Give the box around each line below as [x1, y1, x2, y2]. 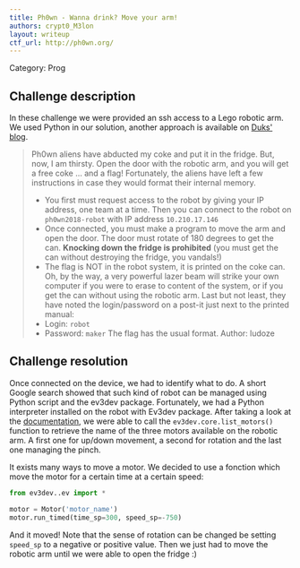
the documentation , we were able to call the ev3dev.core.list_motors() [9, 416, 274, 426]
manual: [44, 309, 74, 320]
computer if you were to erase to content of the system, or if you [44, 280, 284, 291]
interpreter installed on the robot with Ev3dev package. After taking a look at [9, 406, 292, 417]
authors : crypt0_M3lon [9, 22, 94, 30]
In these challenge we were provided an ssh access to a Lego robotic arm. [9, 113, 284, 124]
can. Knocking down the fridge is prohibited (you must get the [44, 243, 279, 254]
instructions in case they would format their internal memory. [30, 177, 257, 188]
